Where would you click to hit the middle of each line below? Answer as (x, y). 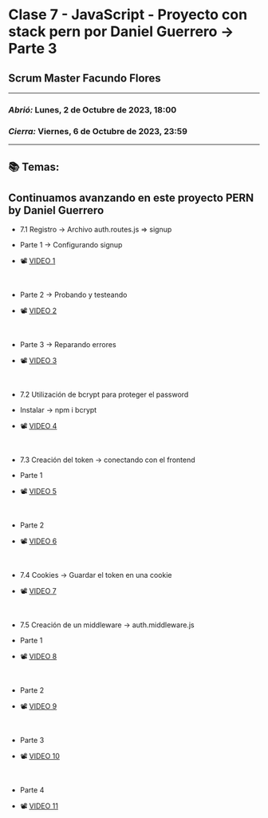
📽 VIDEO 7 (38, 591)
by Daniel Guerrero (56, 210)
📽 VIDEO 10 (39, 757)
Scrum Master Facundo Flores (85, 78)
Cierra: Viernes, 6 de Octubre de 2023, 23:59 (98, 131)
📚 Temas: (34, 166)
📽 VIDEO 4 (38, 426)
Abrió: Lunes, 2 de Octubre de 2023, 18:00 (93, 109)
